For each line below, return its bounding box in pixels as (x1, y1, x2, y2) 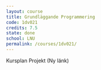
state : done (6, 30, 35, 36)
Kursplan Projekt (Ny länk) (6, 57, 69, 64)
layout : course (6, 8, 43, 15)
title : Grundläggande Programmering (6, 14, 95, 20)
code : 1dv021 (6, 19, 38, 25)
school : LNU (6, 36, 35, 41)
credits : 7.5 (6, 24, 38, 31)
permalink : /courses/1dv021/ (6, 41, 77, 47)
